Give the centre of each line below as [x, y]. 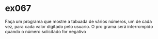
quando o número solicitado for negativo [46, 31]
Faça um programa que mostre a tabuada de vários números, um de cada [79, 21]
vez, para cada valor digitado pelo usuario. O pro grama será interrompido [79, 26]
